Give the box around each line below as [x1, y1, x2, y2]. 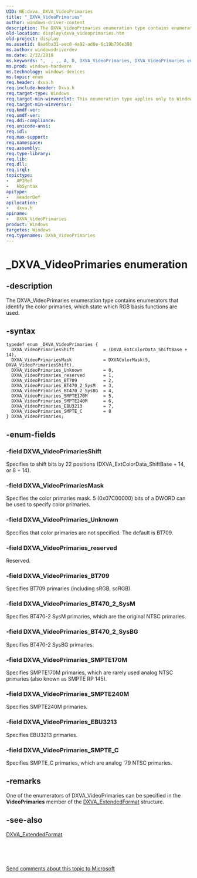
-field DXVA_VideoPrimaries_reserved [6, 544, 117, 552]
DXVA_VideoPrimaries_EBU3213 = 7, [11, 403, 114, 409]
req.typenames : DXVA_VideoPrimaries [6, 233, 96, 238]
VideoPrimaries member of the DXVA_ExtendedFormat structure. [6, 798, 165, 805]
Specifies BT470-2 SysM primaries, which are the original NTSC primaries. [6, 613, 186, 620]
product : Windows [6, 221, 49, 227]
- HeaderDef [6, 194, 41, 200]
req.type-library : [6, 150, 51, 156]
